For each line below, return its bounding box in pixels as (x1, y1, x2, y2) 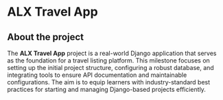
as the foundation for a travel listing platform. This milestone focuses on (7, 56, 211, 65)
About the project (7, 31, 84, 43)
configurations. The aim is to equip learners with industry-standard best (7, 78, 211, 86)
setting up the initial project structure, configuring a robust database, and (7, 64, 214, 71)
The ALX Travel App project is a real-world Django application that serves (7, 49, 217, 57)
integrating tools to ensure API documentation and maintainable (7, 71, 187, 79)
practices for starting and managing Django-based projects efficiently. (7, 86, 206, 93)
